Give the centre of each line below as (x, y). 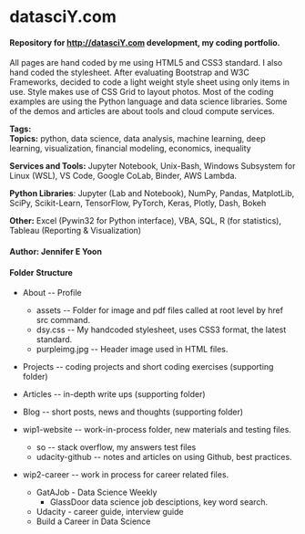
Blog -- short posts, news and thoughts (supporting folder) (133, 412)
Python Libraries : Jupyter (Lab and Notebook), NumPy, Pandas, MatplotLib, (152, 194)
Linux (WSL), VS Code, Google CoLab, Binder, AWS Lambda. (123, 176)
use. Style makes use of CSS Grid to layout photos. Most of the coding (142, 92)
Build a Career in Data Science (93, 521)
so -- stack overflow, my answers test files (116, 447)
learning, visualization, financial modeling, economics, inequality (131, 149)
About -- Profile (52, 293)
